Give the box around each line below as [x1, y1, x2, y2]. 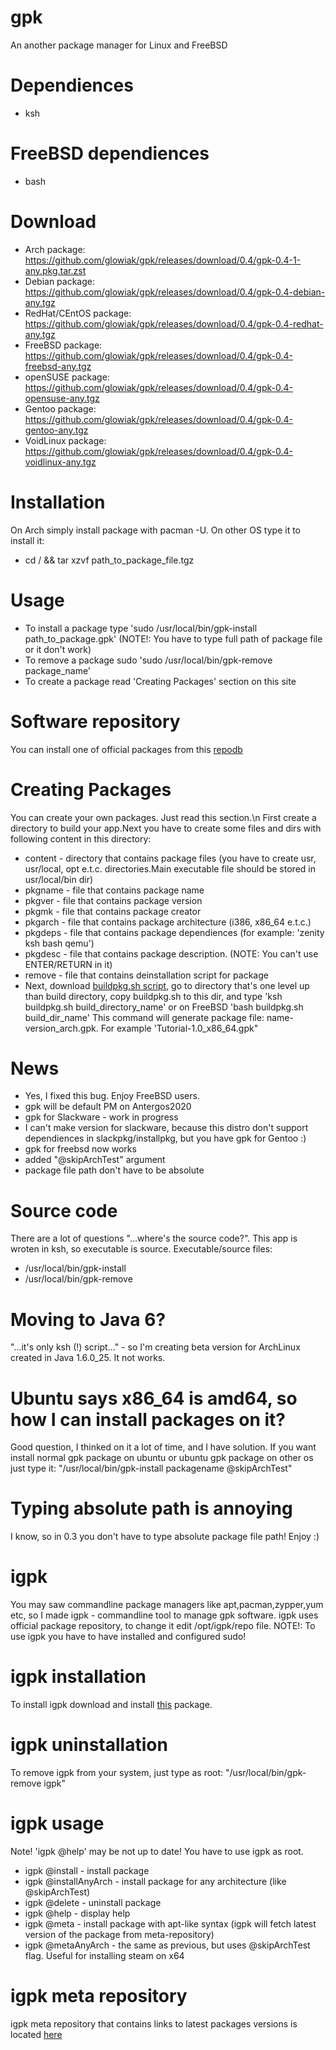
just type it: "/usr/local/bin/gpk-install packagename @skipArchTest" [10, 1462, 293, 1475]
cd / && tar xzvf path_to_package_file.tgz [24, 554, 195, 566]
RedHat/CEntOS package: [24, 307, 132, 319]
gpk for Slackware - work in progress [24, 1111, 179, 1123]
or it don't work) [24, 643, 92, 655]
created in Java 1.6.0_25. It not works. [10, 1352, 166, 1364]
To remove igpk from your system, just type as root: [10, 1767, 224, 1778]
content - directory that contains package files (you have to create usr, [24, 852, 317, 864]
